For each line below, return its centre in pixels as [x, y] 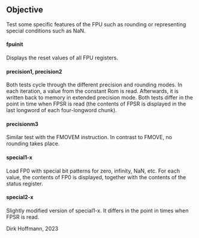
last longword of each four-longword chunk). [61, 110]
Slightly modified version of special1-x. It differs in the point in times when [97, 210]
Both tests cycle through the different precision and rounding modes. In [94, 85]
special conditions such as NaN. [46, 31]
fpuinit [15, 44]
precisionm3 [22, 124]
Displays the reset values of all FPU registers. [62, 58]
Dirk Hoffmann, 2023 [32, 228]
